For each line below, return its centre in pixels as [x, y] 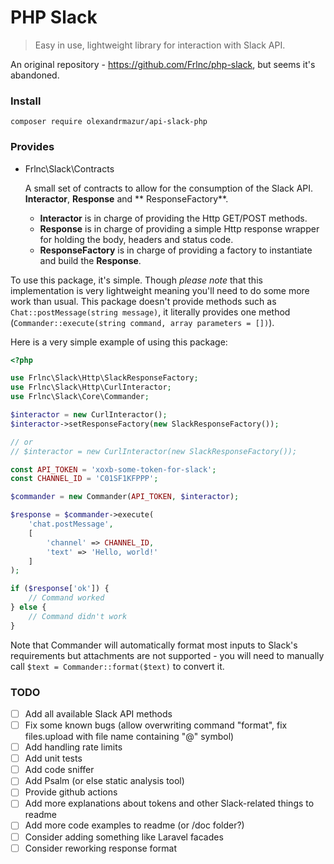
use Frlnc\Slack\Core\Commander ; [80, 397]
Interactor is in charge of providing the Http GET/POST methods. [173, 218]
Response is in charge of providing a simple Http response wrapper [179, 228]
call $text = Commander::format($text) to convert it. [117, 666]
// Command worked [66, 598]
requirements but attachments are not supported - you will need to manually [167, 655]
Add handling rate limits [73, 747]
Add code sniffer [59, 770]
